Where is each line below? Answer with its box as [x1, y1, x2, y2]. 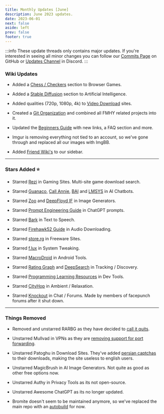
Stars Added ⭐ [5, 166, 40, 173]
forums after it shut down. [12, 298, 64, 304]
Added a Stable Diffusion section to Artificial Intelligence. [12, 91, 127, 97]
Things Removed [5, 315, 46, 322]
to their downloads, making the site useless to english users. [12, 355, 134, 361]
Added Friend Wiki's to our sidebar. [12, 149, 83, 155]
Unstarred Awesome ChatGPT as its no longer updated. [12, 389, 124, 394]
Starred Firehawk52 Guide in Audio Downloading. [12, 226, 112, 232]
